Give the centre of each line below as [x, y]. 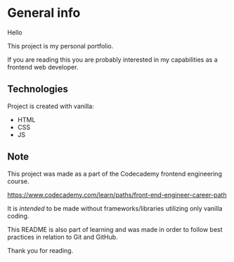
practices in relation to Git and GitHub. [63, 237]
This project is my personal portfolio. [60, 46]
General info [44, 13]
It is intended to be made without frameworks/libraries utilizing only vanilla [115, 208]
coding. [18, 216]
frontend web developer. [43, 67]
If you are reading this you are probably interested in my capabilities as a [112, 59]
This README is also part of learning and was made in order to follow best [115, 229]
